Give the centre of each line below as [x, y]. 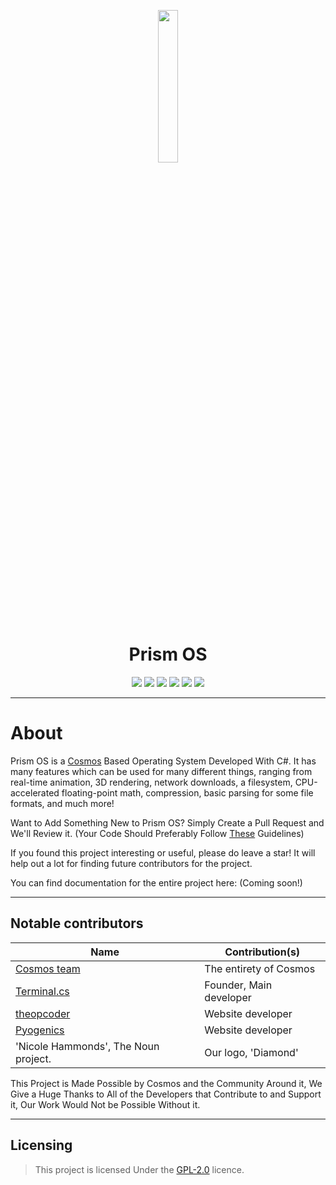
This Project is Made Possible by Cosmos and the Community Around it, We [166, 1083]
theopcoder [43, 1013]
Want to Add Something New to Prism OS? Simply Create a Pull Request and [167, 822]
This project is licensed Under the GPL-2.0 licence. [139, 1169]
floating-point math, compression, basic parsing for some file [187, 792]
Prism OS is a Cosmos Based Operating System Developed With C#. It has [163, 761]
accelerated [35, 792]
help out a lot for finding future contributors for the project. [131, 863]
